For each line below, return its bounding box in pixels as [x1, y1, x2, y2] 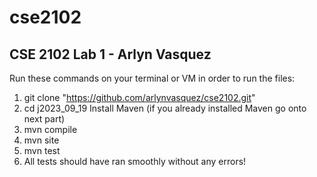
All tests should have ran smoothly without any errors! [23, 156, 247, 167]
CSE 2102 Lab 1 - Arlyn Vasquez [9, 46, 212, 63]
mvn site [23, 134, 60, 146]
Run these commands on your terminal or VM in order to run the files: [9, 72, 296, 84]
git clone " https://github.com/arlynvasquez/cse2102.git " [23, 92, 256, 103]
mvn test [23, 145, 61, 156]
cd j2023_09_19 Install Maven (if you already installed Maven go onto [23, 102, 307, 114]
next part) [23, 113, 66, 125]
